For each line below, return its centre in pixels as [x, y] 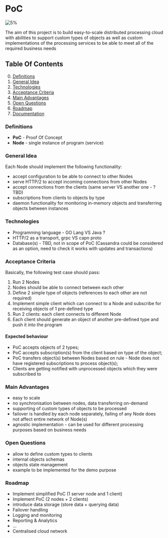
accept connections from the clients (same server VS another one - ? [84, 187]
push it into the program [37, 325]
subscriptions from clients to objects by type [59, 198]
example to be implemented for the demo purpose [64, 470]
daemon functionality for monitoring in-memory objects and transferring [87, 203]
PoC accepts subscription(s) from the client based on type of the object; [87, 353]
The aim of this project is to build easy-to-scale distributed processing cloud [84, 32]
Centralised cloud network [40, 531]
